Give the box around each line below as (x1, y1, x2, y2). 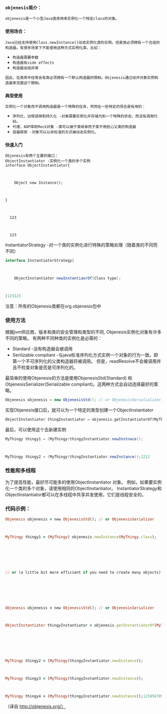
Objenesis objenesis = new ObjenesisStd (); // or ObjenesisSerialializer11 (5, 398, 166, 403)
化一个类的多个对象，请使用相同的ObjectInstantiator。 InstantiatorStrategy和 (5, 485, 162, 491)
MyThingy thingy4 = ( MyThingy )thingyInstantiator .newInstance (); (5, 694, 143, 699)
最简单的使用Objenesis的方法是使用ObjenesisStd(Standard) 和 (5, 375, 133, 381)
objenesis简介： (5, 4, 42, 10)
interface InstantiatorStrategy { (5, 258, 75, 263)
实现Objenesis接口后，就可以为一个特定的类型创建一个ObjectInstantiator (5, 407, 154, 413)
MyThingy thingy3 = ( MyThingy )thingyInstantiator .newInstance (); (5, 676, 143, 681)
